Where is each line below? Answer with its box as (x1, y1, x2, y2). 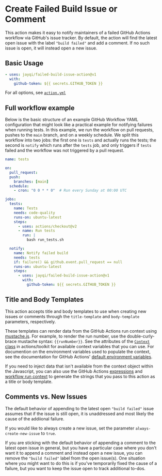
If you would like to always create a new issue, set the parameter (5, 425, 135, 431)
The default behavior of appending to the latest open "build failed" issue (5, 405, 154, 411)
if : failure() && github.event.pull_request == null (14, 260, 123, 264)
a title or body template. (5, 379, 53, 384)
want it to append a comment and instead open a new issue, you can (5, 450, 143, 456)
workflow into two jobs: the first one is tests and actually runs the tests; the (5, 137, 157, 143)
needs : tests (14, 255, 40, 260)
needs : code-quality (14, 210, 55, 215)
